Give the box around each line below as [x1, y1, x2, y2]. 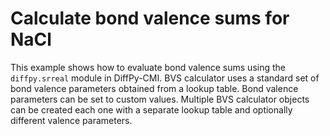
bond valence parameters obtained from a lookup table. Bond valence [10, 82, 299, 94]
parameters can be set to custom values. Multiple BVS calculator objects [10, 93, 310, 105]
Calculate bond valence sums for [10, 7, 290, 30]
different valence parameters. [10, 114, 133, 126]
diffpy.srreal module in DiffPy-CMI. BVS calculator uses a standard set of [10, 72, 320, 84]
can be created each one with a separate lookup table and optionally [10, 103, 293, 116]
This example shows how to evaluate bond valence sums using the [10, 61, 286, 73]
